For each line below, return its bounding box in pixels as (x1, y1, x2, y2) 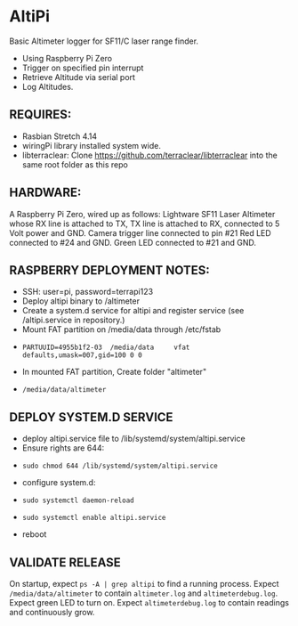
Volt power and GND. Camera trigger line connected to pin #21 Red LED (9, 227, 271, 238)
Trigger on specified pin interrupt (21, 62, 144, 73)
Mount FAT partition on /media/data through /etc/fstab (21, 324, 221, 335)
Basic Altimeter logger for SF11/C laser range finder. (9, 36, 198, 46)
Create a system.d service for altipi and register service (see (21, 305, 245, 316)
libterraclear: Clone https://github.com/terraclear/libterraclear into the (21, 150, 278, 160)
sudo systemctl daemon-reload (21, 496, 135, 505)
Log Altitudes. (21, 81, 74, 92)
